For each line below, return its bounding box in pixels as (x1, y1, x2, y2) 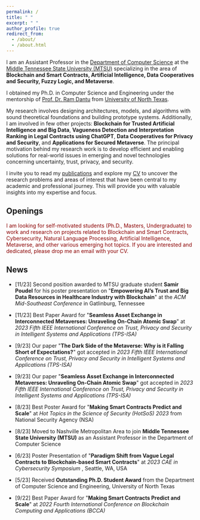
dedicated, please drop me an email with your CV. (6, 247, 129, 254)
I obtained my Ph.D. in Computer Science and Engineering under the (6, 89, 174, 96)
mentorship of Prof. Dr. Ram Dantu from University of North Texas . (6, 95, 169, 102)
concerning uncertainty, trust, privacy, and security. (6, 158, 134, 165)
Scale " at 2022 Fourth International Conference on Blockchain (14, 500, 169, 507)
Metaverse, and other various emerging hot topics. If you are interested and (6, 241, 192, 248)
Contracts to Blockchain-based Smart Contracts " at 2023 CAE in (14, 458, 178, 466)
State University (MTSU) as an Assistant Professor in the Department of (14, 434, 193, 441)
